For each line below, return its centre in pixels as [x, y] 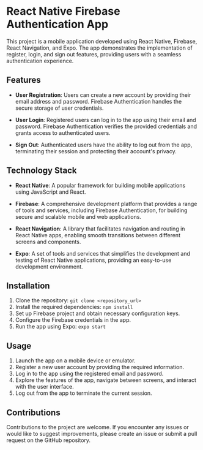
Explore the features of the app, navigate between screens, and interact [106, 380]
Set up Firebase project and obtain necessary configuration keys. [98, 313]
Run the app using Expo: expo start [60, 327]
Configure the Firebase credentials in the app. [73, 320]
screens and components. [48, 242]
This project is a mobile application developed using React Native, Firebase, [102, 41]
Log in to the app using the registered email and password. [89, 374]
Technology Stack [42, 171]
